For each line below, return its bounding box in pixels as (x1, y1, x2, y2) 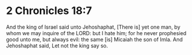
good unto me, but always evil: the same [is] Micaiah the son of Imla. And (6, 36, 183, 43)
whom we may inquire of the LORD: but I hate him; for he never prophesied (6, 29, 187, 36)
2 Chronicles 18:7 (6, 4, 92, 18)
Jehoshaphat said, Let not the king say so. (6, 42, 108, 49)
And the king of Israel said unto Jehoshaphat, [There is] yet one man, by (6, 23, 180, 30)
